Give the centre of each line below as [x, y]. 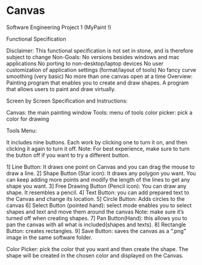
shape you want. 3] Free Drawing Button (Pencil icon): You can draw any [96, 186]
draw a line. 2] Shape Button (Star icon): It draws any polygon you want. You [101, 173]
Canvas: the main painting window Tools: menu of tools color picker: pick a [99, 112]
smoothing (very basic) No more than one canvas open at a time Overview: [99, 76]
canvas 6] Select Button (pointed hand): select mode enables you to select [99, 205]
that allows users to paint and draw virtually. [61, 89]
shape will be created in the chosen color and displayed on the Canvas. [95, 255]
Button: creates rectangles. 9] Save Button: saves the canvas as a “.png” [96, 231]
